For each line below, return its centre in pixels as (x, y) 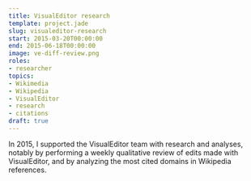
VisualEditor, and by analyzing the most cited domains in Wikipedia (120, 161)
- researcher (30, 69)
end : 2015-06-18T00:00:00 (52, 46)
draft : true (28, 121)
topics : (21, 76)
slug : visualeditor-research (57, 31)
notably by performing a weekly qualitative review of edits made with (123, 152)
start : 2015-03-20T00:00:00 (56, 38)
